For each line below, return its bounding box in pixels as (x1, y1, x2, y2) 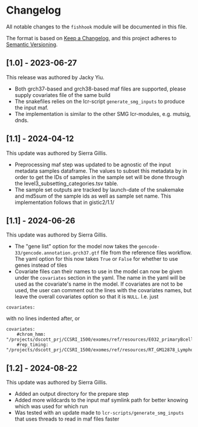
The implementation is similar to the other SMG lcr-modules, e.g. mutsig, (14, 110, 191, 117)
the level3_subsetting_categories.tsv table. (14, 180, 119, 187)
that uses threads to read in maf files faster (14, 415, 120, 423)
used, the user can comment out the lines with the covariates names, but (14, 287, 192, 294)
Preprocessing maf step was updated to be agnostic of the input (14, 161, 171, 168)
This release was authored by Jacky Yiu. (6, 73, 105, 80)
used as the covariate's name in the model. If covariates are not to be (14, 280, 183, 287)
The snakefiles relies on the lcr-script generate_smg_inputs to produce (14, 98, 185, 105)
